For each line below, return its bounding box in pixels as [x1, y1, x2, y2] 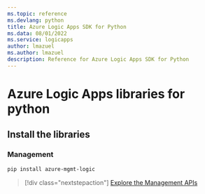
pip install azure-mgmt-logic [7, 165, 96, 172]
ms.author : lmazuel [7, 50, 64, 57]
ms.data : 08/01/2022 [7, 29, 68, 37]
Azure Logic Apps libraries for [7, 85, 185, 102]
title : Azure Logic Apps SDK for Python [7, 23, 127, 30]
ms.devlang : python [7, 17, 64, 24]
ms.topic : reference [7, 10, 68, 18]
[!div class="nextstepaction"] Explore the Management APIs [24, 178, 198, 186]
